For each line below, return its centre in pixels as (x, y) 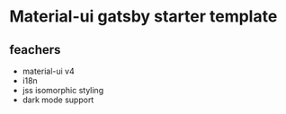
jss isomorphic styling (63, 90)
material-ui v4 (48, 71)
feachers (35, 50)
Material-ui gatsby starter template (143, 17)
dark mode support (58, 100)
